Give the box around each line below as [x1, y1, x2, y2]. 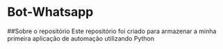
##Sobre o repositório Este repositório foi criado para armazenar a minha [7, 27, 217, 35]
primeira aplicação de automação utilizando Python [7, 34, 155, 42]
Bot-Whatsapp [7, 4, 94, 20]
